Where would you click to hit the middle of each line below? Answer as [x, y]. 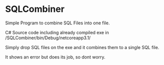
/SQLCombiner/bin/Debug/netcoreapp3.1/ [48, 38]
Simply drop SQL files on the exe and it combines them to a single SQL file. [82, 47]
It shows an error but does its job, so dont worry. [55, 57]
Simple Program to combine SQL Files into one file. [57, 23]
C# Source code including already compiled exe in [57, 32]
